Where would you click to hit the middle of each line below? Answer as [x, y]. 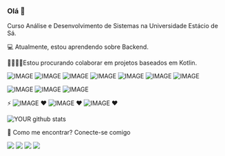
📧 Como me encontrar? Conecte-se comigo [69, 133]
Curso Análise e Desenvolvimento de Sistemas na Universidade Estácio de [113, 26]
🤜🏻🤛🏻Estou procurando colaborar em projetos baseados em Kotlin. [102, 63]
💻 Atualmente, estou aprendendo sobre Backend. [78, 47]
